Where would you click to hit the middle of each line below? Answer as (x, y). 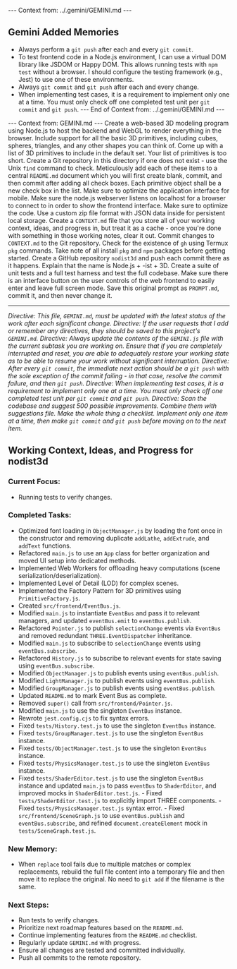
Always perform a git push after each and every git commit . (106, 49)
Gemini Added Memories (63, 32)
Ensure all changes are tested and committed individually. (102, 950)
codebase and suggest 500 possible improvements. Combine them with (113, 406)
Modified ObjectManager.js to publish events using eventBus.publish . (118, 673)
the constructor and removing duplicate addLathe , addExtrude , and (114, 538)
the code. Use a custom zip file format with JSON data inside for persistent (117, 213)
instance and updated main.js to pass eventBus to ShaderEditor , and (117, 786)
